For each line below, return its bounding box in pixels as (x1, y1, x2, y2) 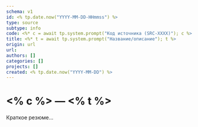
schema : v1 (6, 8, 33, 15)
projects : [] (6, 63, 39, 70)
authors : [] (6, 53, 36, 58)
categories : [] (6, 58, 44, 64)
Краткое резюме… (6, 114, 53, 121)
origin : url (6, 42, 36, 48)
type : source (6, 19, 39, 25)
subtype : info (6, 25, 41, 31)
